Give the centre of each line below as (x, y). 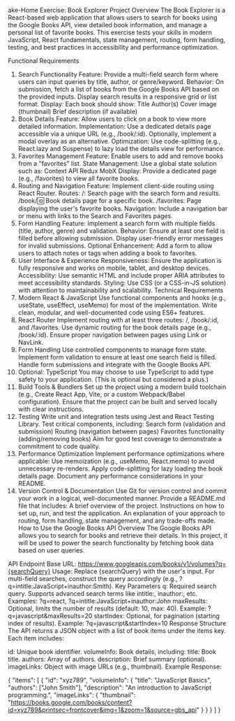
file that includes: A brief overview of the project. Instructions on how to (121, 506)
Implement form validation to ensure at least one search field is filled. (117, 357)
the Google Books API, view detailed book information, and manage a (108, 25)
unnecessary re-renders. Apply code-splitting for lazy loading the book (120, 469)
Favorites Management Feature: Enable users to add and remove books (121, 156)
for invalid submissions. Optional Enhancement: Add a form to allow (115, 245)
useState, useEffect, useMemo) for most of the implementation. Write (117, 305)
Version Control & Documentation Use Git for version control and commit (122, 491)
